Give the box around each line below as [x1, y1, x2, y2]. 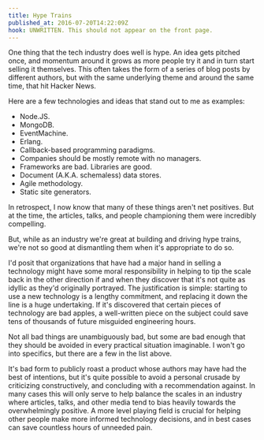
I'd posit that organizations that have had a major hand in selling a [8, 258, 222, 268]
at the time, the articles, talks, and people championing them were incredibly [8, 211, 257, 221]
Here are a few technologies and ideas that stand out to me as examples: [8, 96, 246, 106]
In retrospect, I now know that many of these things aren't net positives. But [8, 203, 255, 212]
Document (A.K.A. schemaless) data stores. [19, 170, 162, 180]
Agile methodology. [19, 179, 84, 188]
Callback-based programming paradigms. [19, 145, 155, 155]
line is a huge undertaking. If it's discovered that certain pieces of [8, 300, 221, 310]
